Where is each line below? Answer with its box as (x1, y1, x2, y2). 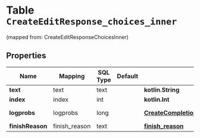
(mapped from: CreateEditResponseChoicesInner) (6, 33, 129, 40)
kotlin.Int (143, 95, 170, 104)
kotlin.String (143, 85, 180, 94)
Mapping (58, 72, 85, 80)
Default (117, 72, 139, 80)
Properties (6, 51, 46, 61)
